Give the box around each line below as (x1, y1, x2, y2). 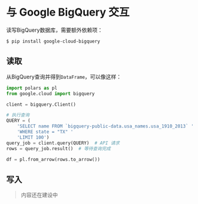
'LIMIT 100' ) (17, 134, 50, 141)
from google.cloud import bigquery (6, 90, 95, 96)
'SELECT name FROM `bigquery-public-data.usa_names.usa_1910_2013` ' (17, 123, 194, 129)
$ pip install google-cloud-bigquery (6, 38, 100, 44)
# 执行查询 (6, 112, 30, 118)
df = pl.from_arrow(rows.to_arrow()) (6, 156, 100, 162)
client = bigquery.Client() (6, 101, 77, 108)
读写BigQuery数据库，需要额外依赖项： (6, 26, 103, 34)
